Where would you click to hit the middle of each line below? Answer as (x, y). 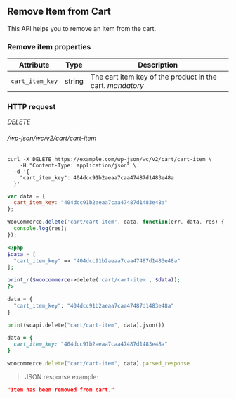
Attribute (34, 65)
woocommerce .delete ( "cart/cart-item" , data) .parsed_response (99, 364)
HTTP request (32, 107)
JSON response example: (61, 377)
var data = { (26, 196)
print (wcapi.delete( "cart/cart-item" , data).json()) (86, 325)
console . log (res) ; (41, 229)
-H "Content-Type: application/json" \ (78, 165)
